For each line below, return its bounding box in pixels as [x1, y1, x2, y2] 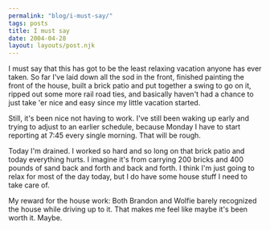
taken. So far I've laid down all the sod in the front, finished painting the [8, 72, 245, 82]
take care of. [8, 180, 50, 190]
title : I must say [8, 27, 70, 35]
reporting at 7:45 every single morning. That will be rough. [8, 130, 201, 141]
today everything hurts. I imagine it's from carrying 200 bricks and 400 [8, 154, 243, 165]
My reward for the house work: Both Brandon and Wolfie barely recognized [8, 196, 257, 206]
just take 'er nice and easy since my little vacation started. [8, 98, 201, 108]
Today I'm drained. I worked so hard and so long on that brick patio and [8, 146, 245, 156]
